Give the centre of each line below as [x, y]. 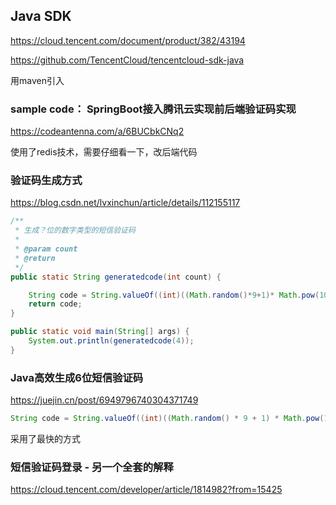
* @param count [46, 249]
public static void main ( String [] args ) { [100, 332]
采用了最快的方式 [45, 438]
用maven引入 [37, 80]
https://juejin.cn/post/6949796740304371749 [104, 400]
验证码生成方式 [46, 181]
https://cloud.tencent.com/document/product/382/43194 [128, 40]
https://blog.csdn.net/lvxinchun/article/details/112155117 [125, 203]
